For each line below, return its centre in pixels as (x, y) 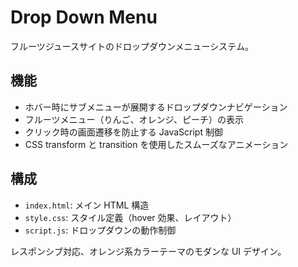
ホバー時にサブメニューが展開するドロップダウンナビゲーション (156, 107)
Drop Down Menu (84, 17)
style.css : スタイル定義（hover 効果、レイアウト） (130, 217)
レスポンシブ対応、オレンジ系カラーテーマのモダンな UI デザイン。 (148, 251)
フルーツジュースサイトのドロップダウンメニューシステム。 (132, 46)
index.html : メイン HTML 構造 (87, 205)
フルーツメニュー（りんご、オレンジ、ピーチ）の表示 (134, 119)
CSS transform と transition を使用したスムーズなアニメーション (156, 144)
